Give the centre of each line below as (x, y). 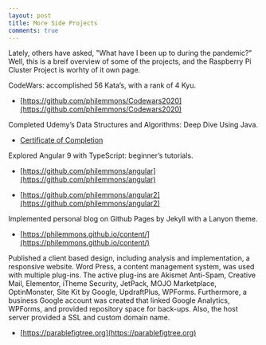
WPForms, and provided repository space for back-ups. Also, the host (123, 309)
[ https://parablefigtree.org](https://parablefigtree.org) (108, 333)
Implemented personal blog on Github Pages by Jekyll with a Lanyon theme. (133, 219)
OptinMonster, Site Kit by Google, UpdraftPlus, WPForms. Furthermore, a (127, 292)
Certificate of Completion (61, 140)
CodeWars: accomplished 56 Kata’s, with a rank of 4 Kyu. (102, 85)
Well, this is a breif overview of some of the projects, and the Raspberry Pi (130, 61)
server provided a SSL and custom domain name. (89, 318)
